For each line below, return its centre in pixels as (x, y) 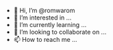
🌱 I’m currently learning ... (50, 25)
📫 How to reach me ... (45, 40)
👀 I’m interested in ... (42, 18)
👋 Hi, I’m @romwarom (44, 10)
